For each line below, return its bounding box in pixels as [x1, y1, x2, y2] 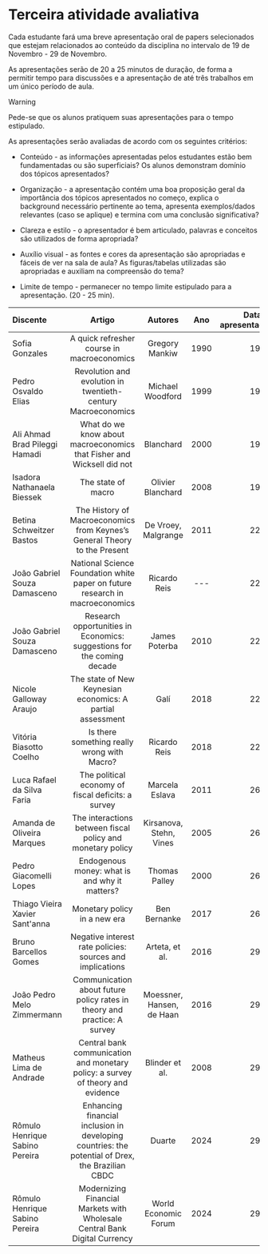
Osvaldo [12, 385, 44, 396]
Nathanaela [12, 481, 56, 492]
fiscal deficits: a [73, 789, 132, 800]
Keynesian [82, 683, 122, 695]
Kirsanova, [143, 817, 183, 828]
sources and [79, 951, 126, 962]
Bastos [12, 534, 38, 545]
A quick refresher [69, 332, 136, 344]
